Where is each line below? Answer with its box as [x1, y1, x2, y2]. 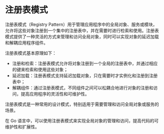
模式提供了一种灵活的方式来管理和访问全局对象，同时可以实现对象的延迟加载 [5, 34, 159, 39]
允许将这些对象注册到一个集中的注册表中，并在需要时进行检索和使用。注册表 [5, 27, 159, 33]
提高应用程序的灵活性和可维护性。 [20, 91, 89, 96]
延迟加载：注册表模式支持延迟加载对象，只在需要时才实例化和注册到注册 [12, 73, 158, 78]
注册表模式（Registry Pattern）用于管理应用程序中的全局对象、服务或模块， [5, 21, 157, 27]
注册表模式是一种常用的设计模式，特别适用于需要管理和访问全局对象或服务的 [5, 101, 159, 107]
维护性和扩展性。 [5, 124, 40, 130]
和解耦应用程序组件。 [5, 39, 48, 45]
